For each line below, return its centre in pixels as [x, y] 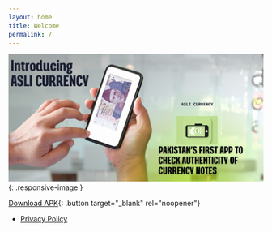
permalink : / [30, 34]
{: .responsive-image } [46, 187]
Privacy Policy [44, 218]
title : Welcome [34, 26]
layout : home [30, 17]
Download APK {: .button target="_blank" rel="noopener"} [104, 203]
